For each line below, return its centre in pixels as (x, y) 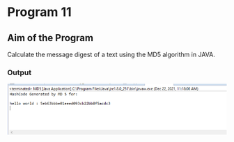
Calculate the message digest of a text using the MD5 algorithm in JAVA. (111, 54)
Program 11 (39, 12)
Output (19, 72)
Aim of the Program (50, 38)
